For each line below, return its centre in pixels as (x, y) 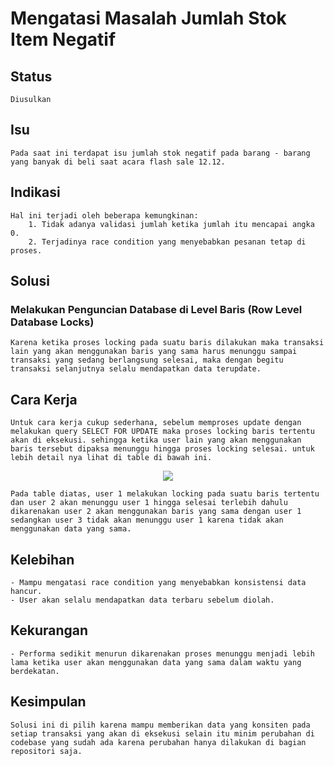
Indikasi (35, 192)
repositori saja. (46, 751)
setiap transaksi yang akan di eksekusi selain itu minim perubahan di (162, 733)
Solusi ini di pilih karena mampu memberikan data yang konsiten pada (160, 725)
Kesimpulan (48, 702)
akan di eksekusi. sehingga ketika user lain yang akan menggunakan (156, 440)
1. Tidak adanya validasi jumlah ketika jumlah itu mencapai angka (171, 224)
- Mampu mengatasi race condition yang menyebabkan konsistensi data (158, 582)
